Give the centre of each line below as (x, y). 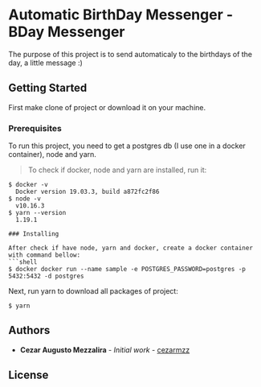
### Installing (34, 234)
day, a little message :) (45, 63)
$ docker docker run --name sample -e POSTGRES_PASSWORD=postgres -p (127, 270)
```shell (23, 262)
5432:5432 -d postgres (46, 276)
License (29, 375)
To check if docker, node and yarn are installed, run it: (117, 170)
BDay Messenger (67, 32)
